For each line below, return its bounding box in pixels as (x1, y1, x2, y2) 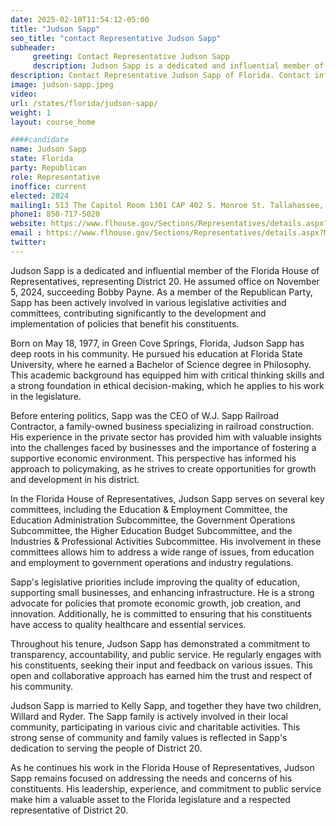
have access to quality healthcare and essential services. (10, 618, 247, 630)
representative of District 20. (10, 804, 129, 816)
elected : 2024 (10, 191, 70, 201)
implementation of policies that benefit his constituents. (10, 317, 240, 330)
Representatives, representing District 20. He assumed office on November (10, 275, 320, 287)
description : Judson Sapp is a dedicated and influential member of (32, 61, 325, 71)
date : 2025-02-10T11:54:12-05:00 (10, 14, 150, 25)
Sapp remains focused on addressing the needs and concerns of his (10, 772, 293, 784)
